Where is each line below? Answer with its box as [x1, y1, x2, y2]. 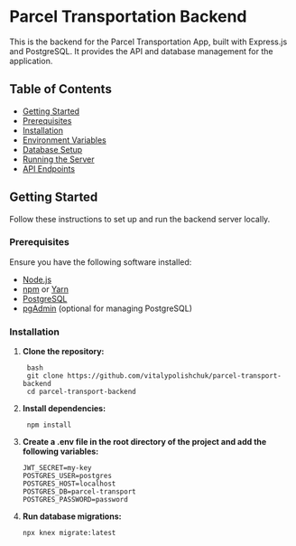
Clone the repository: [22, 346, 105, 357]
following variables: [22, 446, 99, 457]
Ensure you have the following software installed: [9, 256, 192, 268]
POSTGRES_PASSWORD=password [22, 495, 128, 504]
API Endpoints [22, 163, 75, 174]
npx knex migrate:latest [22, 529, 116, 538]
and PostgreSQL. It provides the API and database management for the [9, 45, 273, 56]
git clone [26, 372, 64, 381]
